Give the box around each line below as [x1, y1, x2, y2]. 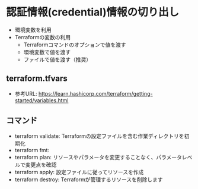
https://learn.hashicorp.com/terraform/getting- [38, 90, 153, 97]
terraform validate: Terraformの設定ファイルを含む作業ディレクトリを [14, 132, 184, 140]
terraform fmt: [14, 146, 49, 153]
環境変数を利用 [14, 26, 52, 33]
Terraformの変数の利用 [14, 33, 71, 40]
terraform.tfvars [6, 74, 68, 84]
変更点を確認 [25, 161, 57, 168]
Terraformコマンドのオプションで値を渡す [23, 41, 126, 48]
